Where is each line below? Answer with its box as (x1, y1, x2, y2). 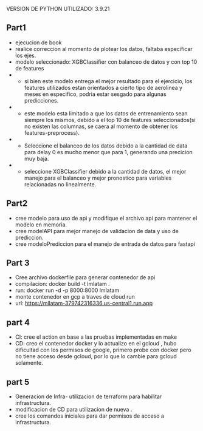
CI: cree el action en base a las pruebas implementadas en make (15, 333, 177, 341)
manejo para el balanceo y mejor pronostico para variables (24, 174, 172, 182)
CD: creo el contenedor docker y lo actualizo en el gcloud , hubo (15, 340, 177, 347)
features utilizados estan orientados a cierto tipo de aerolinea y (24, 84, 183, 91)
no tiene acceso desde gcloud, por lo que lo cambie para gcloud (15, 353, 177, 360)
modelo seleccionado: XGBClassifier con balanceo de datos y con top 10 (15, 58, 198, 66)
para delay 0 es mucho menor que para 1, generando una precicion (24, 148, 193, 155)
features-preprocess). (24, 129, 80, 136)
